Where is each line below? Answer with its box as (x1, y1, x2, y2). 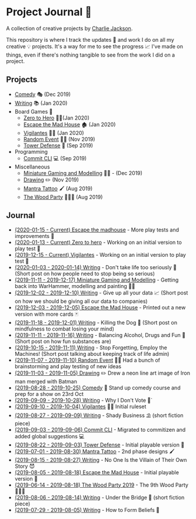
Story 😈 (14, 462, 35, 470)
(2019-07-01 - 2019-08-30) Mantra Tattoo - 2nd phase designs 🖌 (14, 448, 175, 455)
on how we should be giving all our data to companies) (14, 297, 148, 305)
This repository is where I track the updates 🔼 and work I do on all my (6, 36, 175, 43)
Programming (14, 148, 48, 155)
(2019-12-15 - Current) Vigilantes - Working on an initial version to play (14, 251, 187, 258)
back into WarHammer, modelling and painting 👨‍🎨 (14, 282, 135, 289)
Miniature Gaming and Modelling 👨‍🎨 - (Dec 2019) (23, 169, 143, 176)
